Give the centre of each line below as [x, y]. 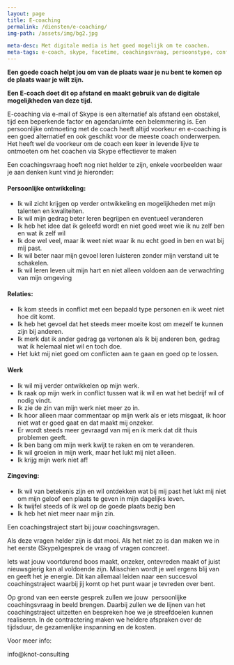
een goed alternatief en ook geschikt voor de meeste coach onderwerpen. [114, 136]
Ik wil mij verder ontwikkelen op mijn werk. [78, 386]
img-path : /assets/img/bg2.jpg [53, 33]
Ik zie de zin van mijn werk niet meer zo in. [78, 408]
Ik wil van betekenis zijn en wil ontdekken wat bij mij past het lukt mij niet [122, 491]
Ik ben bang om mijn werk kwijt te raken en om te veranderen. [106, 445]
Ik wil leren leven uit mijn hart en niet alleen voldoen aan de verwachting [120, 270]
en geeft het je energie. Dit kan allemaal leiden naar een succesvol [102, 576]
